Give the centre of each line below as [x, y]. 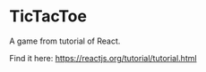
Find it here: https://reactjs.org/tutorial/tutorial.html [103, 58]
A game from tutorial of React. [65, 41]
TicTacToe [48, 16]
